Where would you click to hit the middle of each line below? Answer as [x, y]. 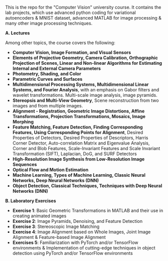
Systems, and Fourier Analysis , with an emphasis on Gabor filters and [86, 90]
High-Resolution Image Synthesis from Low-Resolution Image [78, 159]
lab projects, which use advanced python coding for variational [70, 13]
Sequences [25, 164]
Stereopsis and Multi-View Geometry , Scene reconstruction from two [86, 100]
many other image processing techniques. [49, 23]
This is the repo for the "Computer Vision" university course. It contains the [83, 7]
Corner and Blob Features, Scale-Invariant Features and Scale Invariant [86, 148]
